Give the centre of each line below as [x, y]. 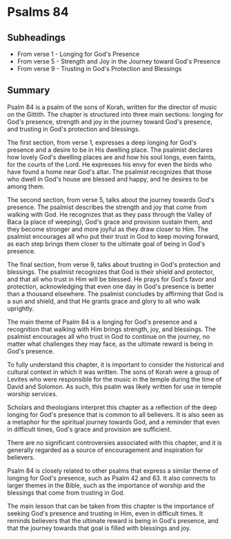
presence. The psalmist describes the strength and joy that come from [107, 207]
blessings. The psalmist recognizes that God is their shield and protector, [111, 272]
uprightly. [21, 308]
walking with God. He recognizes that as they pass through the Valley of [110, 214]
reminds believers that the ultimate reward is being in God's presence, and [113, 520]
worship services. [32, 393]
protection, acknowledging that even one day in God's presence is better [111, 286]
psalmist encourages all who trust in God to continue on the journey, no [109, 336]
